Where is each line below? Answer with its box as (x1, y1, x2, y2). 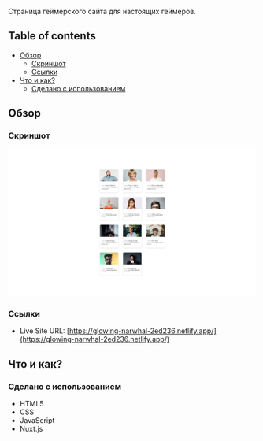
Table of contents (8, 29, 96, 43)
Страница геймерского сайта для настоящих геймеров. (8, 7, 197, 16)
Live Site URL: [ (19, 326, 70, 335)
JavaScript (19, 416, 55, 425)
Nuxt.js (19, 424, 43, 434)
